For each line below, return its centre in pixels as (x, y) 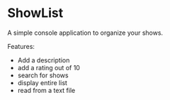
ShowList (35, 13)
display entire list (42, 82)
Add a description (44, 60)
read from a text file (46, 90)
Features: (21, 46)
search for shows (43, 75)
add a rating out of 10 (49, 67)
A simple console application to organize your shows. (85, 33)
